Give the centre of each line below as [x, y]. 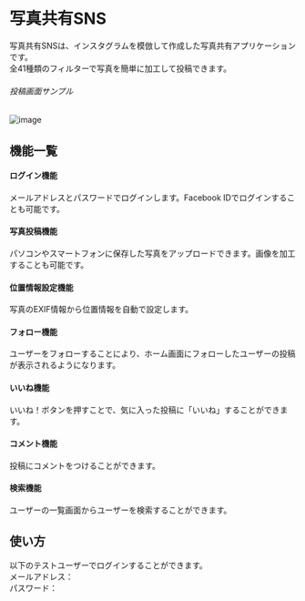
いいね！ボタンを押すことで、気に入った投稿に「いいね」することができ [145, 410]
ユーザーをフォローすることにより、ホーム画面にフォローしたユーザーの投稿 [152, 354]
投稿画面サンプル [41, 91]
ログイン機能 [33, 176]
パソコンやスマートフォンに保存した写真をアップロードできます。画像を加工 [152, 253]
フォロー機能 [33, 331]
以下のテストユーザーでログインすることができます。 [108, 565]
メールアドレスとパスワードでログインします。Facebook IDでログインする [148, 198]
